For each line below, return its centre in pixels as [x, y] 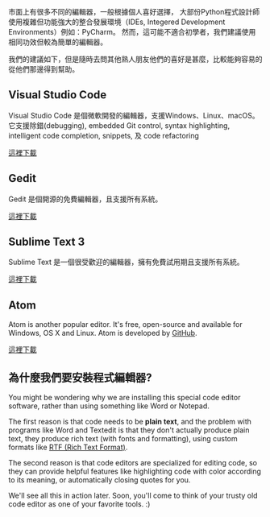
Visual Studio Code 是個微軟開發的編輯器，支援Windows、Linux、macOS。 [134, 115]
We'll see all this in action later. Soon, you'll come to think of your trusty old [133, 496]
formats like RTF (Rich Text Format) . [68, 447]
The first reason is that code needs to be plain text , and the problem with [130, 422]
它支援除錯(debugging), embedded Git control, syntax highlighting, [119, 125]
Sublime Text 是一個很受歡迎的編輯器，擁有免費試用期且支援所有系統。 [126, 262]
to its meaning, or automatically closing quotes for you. [100, 480]
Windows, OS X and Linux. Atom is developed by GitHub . [103, 333]
